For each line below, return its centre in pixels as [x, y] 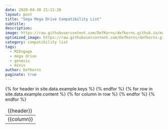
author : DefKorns [23, 70]
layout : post [19, 14]
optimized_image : [23, 38]
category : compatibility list [37, 42]
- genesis [20, 61]
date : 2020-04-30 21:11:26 [33, 10]
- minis [18, 65]
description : [19, 28]
